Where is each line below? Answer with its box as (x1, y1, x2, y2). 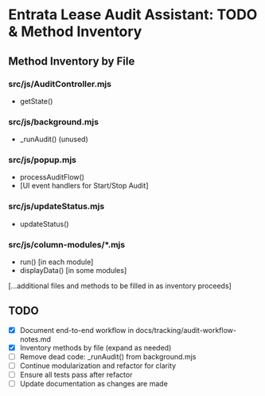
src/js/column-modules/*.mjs (8, 239, 126, 250)
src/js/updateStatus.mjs (8, 201, 105, 212)
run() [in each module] (19, 257, 94, 267)
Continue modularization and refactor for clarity (19, 361, 177, 370)
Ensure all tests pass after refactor (19, 370, 133, 380)
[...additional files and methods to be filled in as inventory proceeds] (8, 281, 232, 291)
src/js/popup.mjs (8, 154, 77, 165)
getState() (19, 96, 53, 105)
